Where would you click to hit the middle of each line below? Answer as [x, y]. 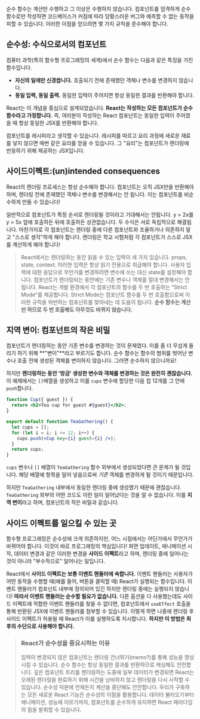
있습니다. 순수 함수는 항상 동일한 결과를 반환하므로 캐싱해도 [107, 665]
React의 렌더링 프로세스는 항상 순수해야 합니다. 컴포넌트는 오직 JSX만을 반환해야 [100, 187]
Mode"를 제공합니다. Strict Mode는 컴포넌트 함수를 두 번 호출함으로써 [102, 295]
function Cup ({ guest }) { [40, 400]
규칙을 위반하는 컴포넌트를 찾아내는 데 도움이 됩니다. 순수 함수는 [106, 302]
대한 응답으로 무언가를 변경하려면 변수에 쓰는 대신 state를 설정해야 [109, 272]
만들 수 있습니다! [41, 202]
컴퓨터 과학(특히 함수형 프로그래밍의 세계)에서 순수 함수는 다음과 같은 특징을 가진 [100, 60]
